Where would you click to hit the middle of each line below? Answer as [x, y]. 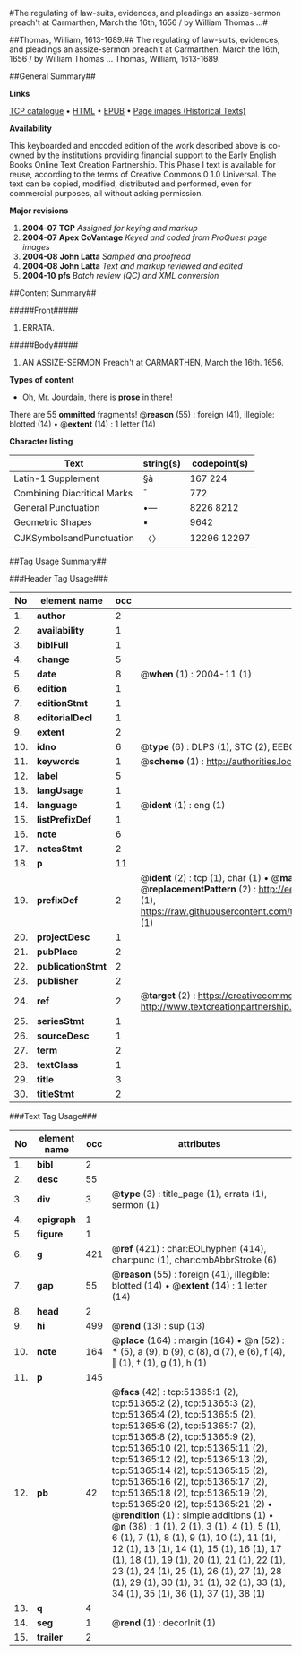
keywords [59, 761]
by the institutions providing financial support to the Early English [156, 155]
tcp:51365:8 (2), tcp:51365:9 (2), [184, 1437]
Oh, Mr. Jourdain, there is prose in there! [97, 397]
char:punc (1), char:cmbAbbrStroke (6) [194, 1260]
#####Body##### [44, 345]
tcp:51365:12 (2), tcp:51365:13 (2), [189, 1459]
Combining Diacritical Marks [73, 493]
